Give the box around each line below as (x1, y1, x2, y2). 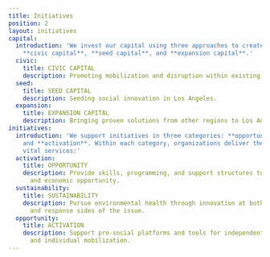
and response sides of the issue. (29, 206, 146, 214)
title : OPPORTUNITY (22, 162, 88, 170)
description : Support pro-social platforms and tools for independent (22, 229, 264, 238)
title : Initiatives (8, 11, 74, 20)
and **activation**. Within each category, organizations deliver (22, 139, 250, 147)
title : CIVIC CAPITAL (22, 64, 95, 73)
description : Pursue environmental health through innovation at (22, 199, 247, 207)
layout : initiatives (8, 27, 78, 35)
